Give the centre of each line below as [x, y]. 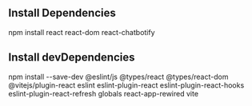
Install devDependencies [72, 58]
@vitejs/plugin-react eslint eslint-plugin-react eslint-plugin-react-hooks [126, 85]
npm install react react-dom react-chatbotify [82, 32]
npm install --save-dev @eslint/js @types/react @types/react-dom [118, 77]
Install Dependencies [62, 13]
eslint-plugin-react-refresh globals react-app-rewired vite [103, 93]
